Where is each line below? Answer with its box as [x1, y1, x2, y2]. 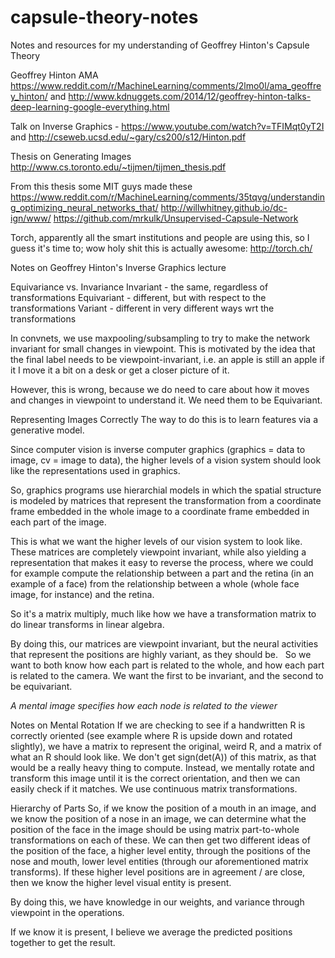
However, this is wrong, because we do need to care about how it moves [10, 383, 310, 395]
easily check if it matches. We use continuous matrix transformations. [10, 782, 298, 795]
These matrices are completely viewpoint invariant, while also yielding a [10, 546, 307, 558]
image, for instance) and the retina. [10, 588, 155, 600]
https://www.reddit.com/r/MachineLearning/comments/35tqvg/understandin [10, 191, 325, 203]
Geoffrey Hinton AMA [10, 69, 99, 81]
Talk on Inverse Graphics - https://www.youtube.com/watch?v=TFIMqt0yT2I [10, 120, 325, 132]
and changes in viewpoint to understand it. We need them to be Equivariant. [10, 394, 323, 406]
